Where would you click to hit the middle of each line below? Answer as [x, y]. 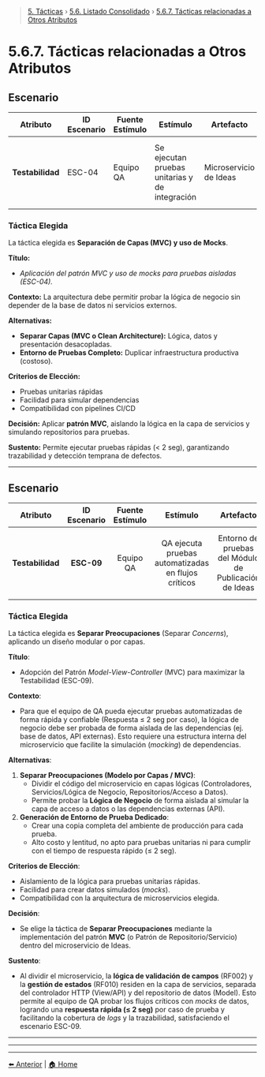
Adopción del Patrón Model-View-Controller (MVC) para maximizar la [132, 672]
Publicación [238, 578]
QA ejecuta [182, 544]
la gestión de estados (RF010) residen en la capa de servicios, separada [138, 985]
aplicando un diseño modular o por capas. [77, 641]
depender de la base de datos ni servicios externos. [93, 305]
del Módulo [238, 558]
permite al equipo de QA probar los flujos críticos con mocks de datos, [134, 1001]
